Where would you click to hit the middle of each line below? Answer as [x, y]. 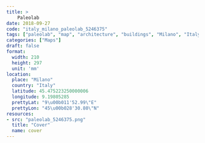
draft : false [23, 46]
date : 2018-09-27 [28, 23]
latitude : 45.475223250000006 [50, 91]
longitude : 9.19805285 [41, 97]
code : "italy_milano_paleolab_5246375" [57, 29]
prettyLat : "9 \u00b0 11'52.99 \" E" [54, 102]
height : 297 [27, 63]
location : [19, 74]
